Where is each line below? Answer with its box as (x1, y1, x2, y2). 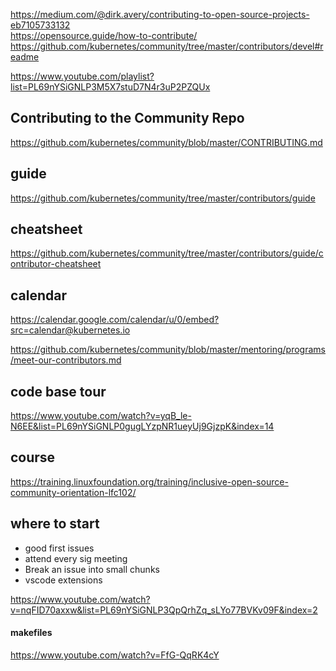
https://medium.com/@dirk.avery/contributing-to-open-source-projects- (10, 9, 310, 20)
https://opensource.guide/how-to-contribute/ (10, 30, 198, 41)
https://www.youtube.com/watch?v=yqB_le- (10, 410, 192, 422)
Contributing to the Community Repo (10, 110, 245, 127)
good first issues (24, 542, 95, 554)
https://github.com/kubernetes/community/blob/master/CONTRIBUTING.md (10, 136, 323, 148)
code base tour (10, 383, 107, 400)
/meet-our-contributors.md (10, 354, 122, 366)
